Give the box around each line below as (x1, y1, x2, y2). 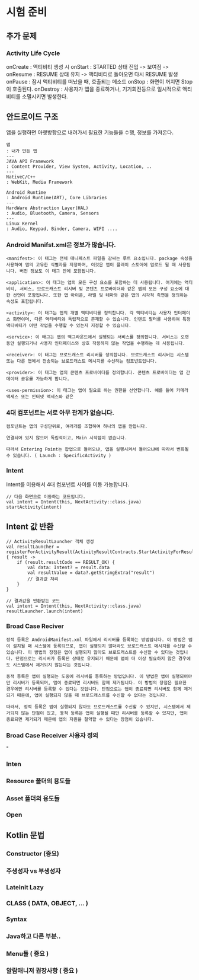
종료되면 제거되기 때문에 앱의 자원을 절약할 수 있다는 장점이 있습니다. (6, 716, 155, 722)
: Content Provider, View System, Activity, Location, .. (6, 164, 152, 170)
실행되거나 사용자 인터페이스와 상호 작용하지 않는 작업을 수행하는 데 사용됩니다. (17, 340, 185, 346)
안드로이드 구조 (6, 112, 59, 122)
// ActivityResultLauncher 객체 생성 (6, 539, 95, 545)
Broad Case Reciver (6, 622, 64, 630)
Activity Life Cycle (6, 49, 60, 57)
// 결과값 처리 (27, 576, 59, 582)
